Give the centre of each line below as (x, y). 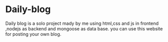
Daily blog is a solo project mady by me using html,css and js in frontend (82, 23)
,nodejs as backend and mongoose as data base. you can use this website (84, 28)
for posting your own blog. (33, 34)
